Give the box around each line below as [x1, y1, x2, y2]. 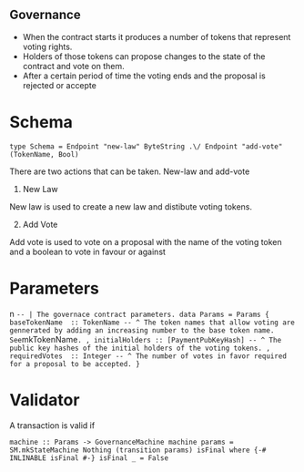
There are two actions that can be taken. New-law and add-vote [9, 166, 250, 177]
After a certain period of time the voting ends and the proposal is [22, 70, 266, 81]
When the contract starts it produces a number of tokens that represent [22, 31, 291, 42]
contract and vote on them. [22, 60, 125, 71]
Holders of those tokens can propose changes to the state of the [22, 50, 266, 62]
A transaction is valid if [9, 419, 96, 431]
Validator [9, 389, 80, 410]
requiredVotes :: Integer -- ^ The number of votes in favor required [9, 351, 287, 361]
